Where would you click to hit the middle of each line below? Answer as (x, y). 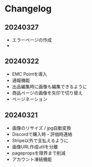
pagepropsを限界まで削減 (39, 153)
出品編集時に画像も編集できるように (50, 86)
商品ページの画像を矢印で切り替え (47, 93)
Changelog (28, 9)
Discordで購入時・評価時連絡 (42, 134)
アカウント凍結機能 (32, 159)
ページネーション (30, 99)
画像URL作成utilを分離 (35, 146)
